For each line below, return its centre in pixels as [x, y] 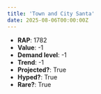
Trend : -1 [30, 62]
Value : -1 [30, 47]
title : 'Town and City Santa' [51, 14]
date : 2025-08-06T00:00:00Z [48, 20]
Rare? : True [34, 84]
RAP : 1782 [32, 40]
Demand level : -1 [42, 55]
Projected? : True [42, 70]
